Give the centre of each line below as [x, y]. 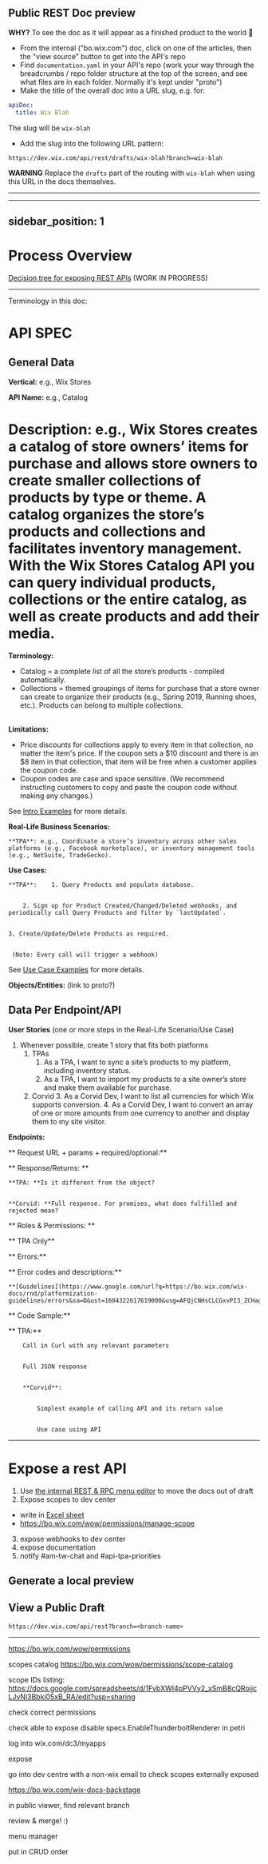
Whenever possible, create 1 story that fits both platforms [114, 1045]
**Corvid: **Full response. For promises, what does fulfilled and [123, 1203]
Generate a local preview [71, 1581]
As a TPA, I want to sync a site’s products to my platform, [137, 1062]
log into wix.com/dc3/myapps [57, 1743]
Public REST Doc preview [72, 13]
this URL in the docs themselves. [62, 181]
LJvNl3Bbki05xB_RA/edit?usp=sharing [72, 1696]
